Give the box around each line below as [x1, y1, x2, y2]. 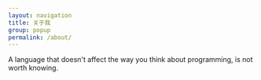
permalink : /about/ [8, 33, 72, 42]
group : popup [8, 26, 51, 34]
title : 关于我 [8, 19, 51, 27]
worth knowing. [8, 64, 59, 73]
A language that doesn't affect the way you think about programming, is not [8, 55, 253, 64]
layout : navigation [8, 11, 72, 20]
